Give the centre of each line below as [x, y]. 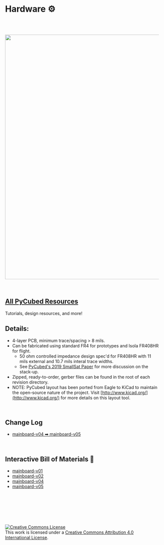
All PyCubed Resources [42, 302]
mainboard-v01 [27, 471]
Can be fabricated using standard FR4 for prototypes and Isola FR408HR [85, 345]
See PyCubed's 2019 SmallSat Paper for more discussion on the [84, 366]
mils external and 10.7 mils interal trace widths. [66, 361]
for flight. [21, 351]
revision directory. [30, 382]
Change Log [24, 422]
